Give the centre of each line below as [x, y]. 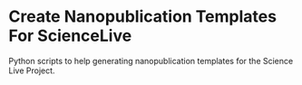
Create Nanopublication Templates [143, 17]
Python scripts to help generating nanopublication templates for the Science [151, 61]
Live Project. [32, 71]
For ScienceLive [70, 36]
